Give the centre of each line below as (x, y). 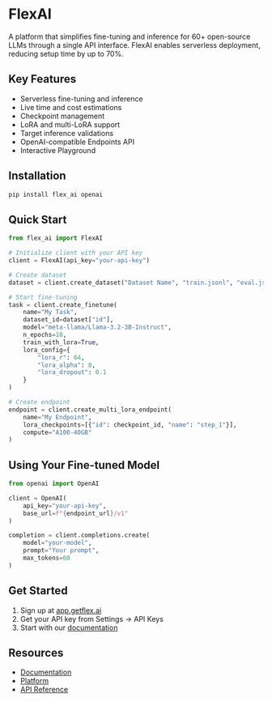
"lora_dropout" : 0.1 (72, 372)
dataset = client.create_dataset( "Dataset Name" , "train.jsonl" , (121, 283)
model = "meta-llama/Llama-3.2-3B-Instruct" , (98, 328)
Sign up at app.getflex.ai (61, 610)
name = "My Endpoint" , (57, 417)
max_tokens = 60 (47, 558)
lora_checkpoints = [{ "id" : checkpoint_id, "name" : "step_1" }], (130, 425)
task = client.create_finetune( (63, 304)
